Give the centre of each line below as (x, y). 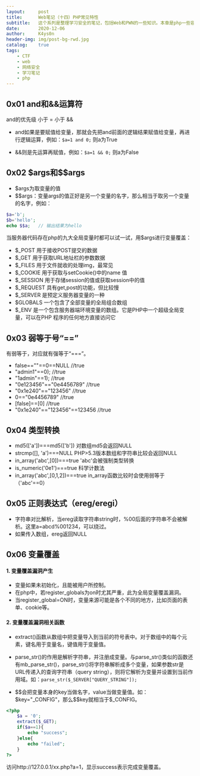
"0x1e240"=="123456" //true (50, 391)
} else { (25, 738)
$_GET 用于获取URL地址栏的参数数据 (60, 258)
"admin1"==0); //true (40, 372)
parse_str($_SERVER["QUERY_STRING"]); (89, 680)
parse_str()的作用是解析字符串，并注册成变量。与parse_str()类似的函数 (101, 657)
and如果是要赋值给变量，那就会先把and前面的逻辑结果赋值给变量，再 (100, 132)
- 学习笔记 (29, 73)
